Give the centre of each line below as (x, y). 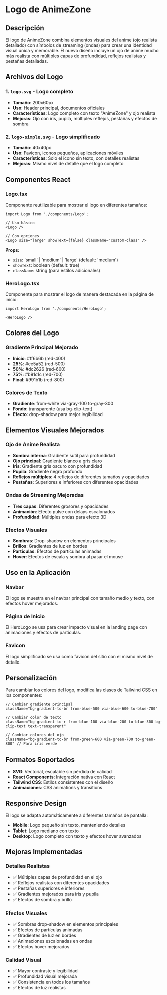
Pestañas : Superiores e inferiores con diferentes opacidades (75, 482)
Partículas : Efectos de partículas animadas (57, 551)
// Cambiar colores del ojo (35, 735)
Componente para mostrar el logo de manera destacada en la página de (80, 294)
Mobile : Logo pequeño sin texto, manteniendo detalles (69, 825)
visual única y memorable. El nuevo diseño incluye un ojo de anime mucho (82, 51)
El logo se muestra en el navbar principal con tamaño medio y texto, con (80, 598)
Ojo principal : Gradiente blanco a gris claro (57, 461)
